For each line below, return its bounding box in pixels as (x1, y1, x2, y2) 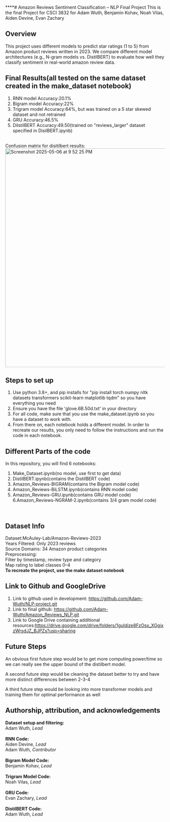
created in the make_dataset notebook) (5, 82, 132, 91)
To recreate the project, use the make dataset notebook (5, 568, 124, 574)
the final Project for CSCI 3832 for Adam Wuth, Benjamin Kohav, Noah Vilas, (5, 10, 164, 16)
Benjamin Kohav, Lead (5, 762, 52, 768)
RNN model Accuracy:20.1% (12, 95, 72, 101)
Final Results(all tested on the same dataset (5, 74, 146, 82)
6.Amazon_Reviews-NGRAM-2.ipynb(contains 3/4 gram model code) (12, 497, 157, 503)
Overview (5, 30, 37, 38)
